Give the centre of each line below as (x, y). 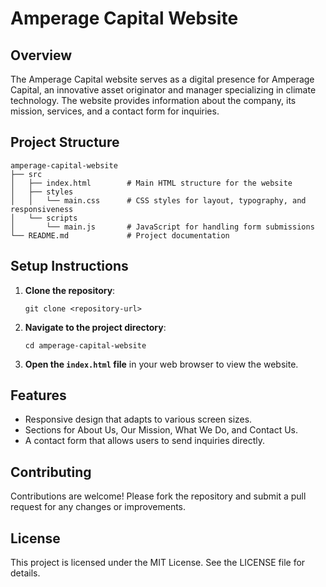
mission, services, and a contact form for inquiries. (115, 111)
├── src (26, 174)
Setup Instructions (69, 266)
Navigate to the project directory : (95, 327)
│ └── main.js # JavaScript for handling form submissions (162, 227)
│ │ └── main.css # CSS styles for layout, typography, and (158, 200)
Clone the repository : (70, 290)
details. (25, 573)
